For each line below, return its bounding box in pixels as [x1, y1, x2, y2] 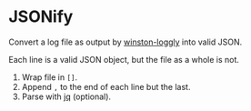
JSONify [8, 6, 74, 27]
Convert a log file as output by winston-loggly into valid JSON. [8, 36, 243, 47]
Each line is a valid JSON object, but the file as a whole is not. [8, 54, 240, 65]
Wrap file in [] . [21, 71, 78, 83]
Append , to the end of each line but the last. [21, 81, 191, 92]
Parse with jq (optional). [21, 91, 111, 102]
